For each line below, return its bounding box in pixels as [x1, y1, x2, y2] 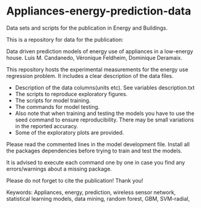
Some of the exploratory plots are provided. [15, 129, 124, 136]
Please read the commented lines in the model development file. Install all [6, 140, 190, 148]
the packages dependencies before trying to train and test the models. [6, 147, 183, 154]
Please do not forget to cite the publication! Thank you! [6, 177, 143, 184]
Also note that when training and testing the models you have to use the [15, 109, 195, 117]
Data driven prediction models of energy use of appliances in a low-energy [6, 47, 194, 55]
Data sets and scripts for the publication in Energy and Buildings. [6, 24, 168, 31]
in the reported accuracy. [15, 122, 79, 129]
